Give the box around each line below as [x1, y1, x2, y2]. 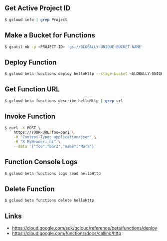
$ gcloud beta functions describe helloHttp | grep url [4, 98, 123, 103]
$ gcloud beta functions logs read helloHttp [4, 171, 101, 176]
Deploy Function [4, 58, 57, 66]
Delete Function [4, 185, 55, 194]
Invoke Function [4, 112, 56, 121]
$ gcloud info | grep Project [4, 17, 68, 22]
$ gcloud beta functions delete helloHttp [4, 198, 94, 203]
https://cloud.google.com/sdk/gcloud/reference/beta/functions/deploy [11, 225, 158, 231]
